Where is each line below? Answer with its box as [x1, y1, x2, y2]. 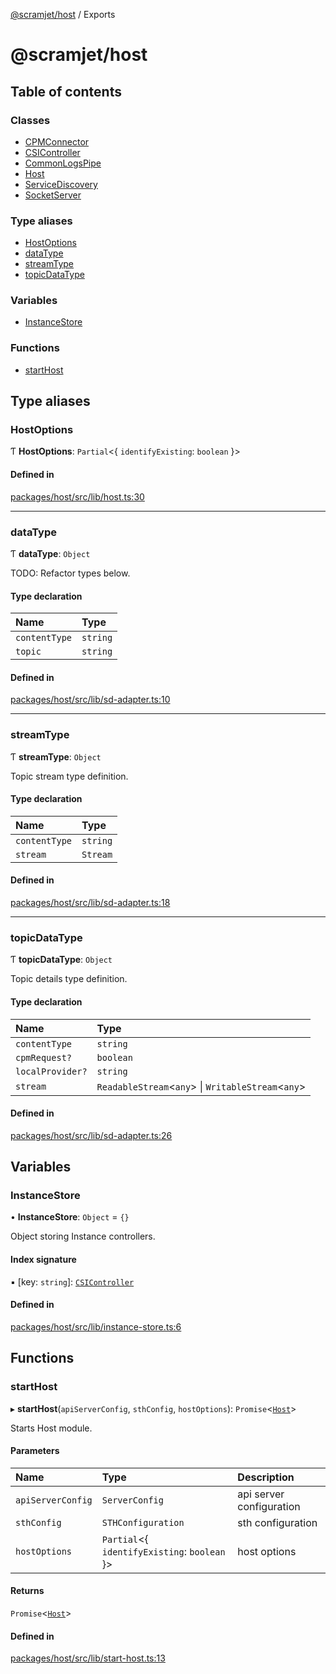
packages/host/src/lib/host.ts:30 [10, 490, 145, 503]
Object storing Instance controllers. [10, 1230, 156, 1243]
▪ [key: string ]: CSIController [10, 1275, 135, 1288]
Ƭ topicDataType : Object [10, 954, 113, 966]
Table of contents [10, 83, 122, 100]
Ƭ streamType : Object [10, 750, 102, 763]
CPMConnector [24, 135, 90, 148]
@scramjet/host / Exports [10, 9, 116, 20]
